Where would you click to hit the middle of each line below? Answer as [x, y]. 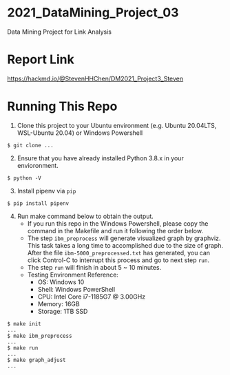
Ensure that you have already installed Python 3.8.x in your [100, 158]
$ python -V [24, 178]
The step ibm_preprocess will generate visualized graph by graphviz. [124, 238]
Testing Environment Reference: [73, 275]
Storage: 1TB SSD [63, 311]
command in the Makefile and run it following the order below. [115, 231]
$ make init [24, 324]
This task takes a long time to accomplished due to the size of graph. [125, 245]
